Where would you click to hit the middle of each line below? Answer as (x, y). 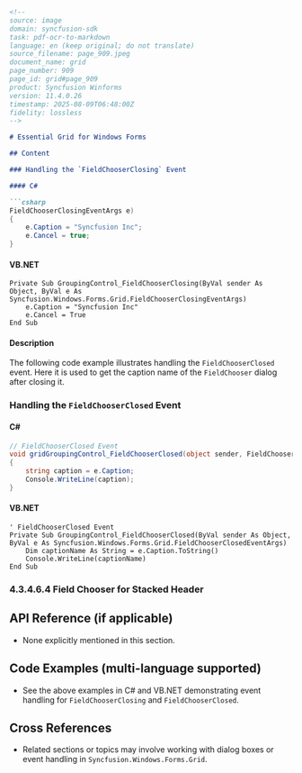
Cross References (61, 728)
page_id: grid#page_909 (54, 79)
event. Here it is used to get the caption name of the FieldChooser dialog (143, 372)
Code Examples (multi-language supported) (136, 669)
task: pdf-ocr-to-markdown (60, 37)
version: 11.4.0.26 (46, 95)
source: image (36, 20)
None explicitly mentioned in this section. (98, 640)
